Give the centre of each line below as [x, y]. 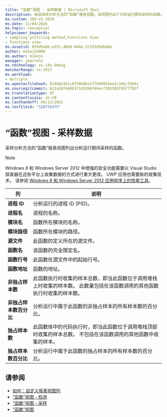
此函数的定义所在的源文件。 [65, 241]
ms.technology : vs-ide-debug [35, 65]
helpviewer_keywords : [28, 33]
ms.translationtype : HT [30, 93]
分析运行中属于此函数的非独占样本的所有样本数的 [90, 306]
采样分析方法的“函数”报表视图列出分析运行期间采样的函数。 [66, 148]
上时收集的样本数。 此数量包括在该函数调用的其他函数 [96, 286]
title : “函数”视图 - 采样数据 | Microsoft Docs [52, 10]
